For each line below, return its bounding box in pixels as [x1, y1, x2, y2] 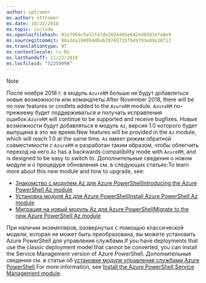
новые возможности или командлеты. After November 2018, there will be [6, 96, 194, 103]
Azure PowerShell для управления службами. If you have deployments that [6, 237, 198, 244]
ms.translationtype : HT [6, 44, 67, 50]
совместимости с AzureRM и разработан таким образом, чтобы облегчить [6, 141, 199, 149]
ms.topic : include [6, 26, 53, 33]
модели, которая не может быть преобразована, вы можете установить [6, 230, 196, 238]
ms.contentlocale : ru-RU [6, 49, 70, 55]
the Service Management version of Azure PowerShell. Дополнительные [6, 250, 192, 257]
